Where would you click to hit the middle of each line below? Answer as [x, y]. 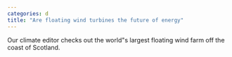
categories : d [28, 14]
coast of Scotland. [34, 47]
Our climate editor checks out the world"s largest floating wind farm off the [116, 40]
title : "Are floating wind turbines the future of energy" [96, 20]
